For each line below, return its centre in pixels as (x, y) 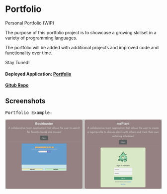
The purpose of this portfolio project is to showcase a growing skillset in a (81, 32)
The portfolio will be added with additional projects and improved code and (82, 47)
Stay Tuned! (17, 62)
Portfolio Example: (29, 112)
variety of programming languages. (41, 38)
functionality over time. (29, 53)
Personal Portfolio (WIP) (30, 23)
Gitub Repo (17, 85)
